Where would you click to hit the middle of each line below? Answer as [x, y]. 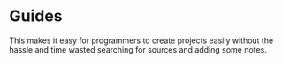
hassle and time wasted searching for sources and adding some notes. [138, 49]
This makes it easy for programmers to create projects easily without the [141, 40]
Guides [36, 16]
